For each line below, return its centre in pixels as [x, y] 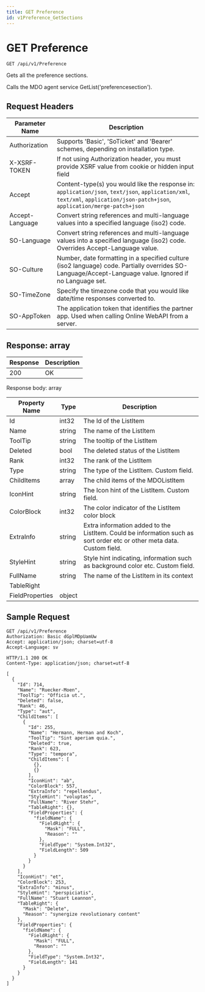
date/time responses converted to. [106, 298]
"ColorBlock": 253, [42, 882]
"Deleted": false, [41, 700]
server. [67, 324]
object [69, 595]
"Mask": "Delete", [46, 909]
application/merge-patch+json [101, 206]
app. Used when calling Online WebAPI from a [123, 316]
